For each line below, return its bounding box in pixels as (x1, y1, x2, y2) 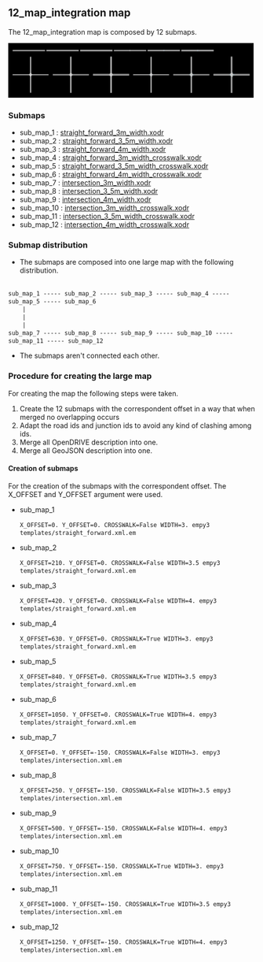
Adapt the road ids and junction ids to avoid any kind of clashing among (19, 421, 252, 430)
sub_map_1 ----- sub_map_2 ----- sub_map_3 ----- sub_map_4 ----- (8, 290, 230, 298)
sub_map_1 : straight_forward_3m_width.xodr (19, 128, 165, 137)
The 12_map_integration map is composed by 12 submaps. (8, 27, 198, 36)
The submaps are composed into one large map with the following (19, 258, 234, 267)
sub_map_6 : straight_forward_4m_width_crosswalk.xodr (19, 169, 203, 179)
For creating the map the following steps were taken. (8, 388, 179, 398)
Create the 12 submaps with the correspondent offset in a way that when (19, 403, 255, 413)
